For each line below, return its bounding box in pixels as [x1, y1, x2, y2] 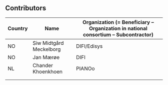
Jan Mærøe [32, 54, 60, 61]
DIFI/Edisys [75, 42, 103, 49]
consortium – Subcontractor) [82, 31, 153, 38]
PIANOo [75, 65, 95, 72]
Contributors [5, 4, 46, 12]
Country [7, 25, 28, 32]
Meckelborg [32, 46, 61, 53]
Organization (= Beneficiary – [82, 18, 154, 25]
